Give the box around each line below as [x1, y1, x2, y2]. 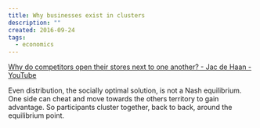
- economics [15, 41, 55, 49]
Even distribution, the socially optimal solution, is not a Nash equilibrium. [8, 86, 242, 95]
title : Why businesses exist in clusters [8, 11, 146, 20]
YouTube [8, 71, 37, 80]
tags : [8, 33, 26, 42]
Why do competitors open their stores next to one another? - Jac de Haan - [8, 62, 252, 71]
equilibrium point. [8, 111, 65, 120]
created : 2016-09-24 [8, 26, 76, 34]
